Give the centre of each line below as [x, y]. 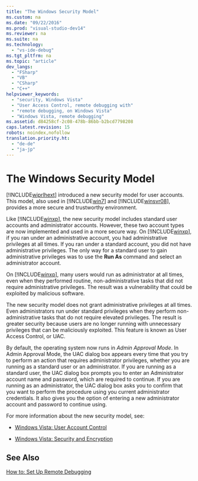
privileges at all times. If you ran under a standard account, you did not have [99, 244]
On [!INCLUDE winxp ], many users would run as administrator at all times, [95, 275]
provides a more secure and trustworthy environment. [72, 207]
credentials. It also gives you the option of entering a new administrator [93, 398]
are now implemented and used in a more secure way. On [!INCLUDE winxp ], [99, 232]
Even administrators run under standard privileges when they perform [91, 311]
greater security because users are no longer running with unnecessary [94, 324]
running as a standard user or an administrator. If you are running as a [91, 367]
